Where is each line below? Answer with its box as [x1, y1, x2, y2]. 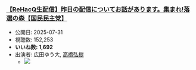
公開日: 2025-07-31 [14, 28, 63, 36]
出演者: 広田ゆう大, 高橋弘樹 [14, 51, 84, 58]
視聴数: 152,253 [14, 36, 54, 43]
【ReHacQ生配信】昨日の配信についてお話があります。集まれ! [6, 5, 184, 13]
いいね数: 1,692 [14, 43, 54, 51]
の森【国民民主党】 [12, 14, 67, 22]
